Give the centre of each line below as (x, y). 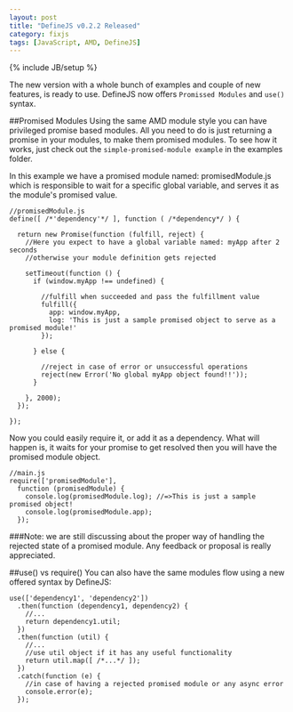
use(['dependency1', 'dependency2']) (79, 599)
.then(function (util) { (63, 637)
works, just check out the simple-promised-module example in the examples (146, 150)
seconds (24, 250)
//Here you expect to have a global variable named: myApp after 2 (152, 243)
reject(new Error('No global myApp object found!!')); (145, 375)
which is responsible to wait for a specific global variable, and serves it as (144, 186)
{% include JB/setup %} (53, 68)
